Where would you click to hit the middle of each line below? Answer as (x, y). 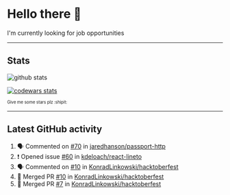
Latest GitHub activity (55, 129)
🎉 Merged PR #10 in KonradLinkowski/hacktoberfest (90, 177)
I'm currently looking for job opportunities (66, 33)
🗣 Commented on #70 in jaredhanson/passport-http (91, 146)
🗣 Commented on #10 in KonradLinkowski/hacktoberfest (98, 166)
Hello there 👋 (44, 14)
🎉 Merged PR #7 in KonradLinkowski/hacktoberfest (89, 183)
